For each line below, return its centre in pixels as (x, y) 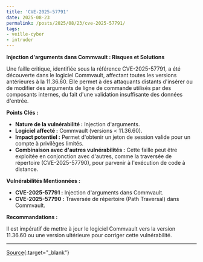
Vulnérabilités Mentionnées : (43, 181)
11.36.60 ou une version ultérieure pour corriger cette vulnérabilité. (89, 235)
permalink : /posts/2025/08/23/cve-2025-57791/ (66, 23)
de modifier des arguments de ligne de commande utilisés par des (89, 88)
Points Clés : (22, 113)
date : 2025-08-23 (28, 18)
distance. (27, 169)
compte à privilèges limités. (49, 143)
